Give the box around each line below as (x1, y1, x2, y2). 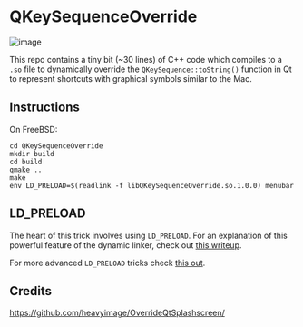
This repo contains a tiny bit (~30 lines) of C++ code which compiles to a (9, 54, 283, 64)
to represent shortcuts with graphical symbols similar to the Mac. (9, 73, 252, 84)
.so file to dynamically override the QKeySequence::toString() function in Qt (9, 64, 292, 74)
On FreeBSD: (9, 124, 58, 134)
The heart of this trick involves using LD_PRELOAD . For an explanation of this (9, 230, 288, 241)
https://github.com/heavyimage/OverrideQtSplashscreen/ (9, 307, 225, 319)
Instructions (9, 100, 80, 115)
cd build (9, 157, 43, 166)
